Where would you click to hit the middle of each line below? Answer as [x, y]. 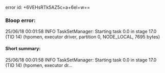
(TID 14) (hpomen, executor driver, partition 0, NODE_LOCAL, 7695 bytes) [83, 37]
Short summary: [23, 48]
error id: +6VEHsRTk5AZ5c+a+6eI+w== [48, 7]
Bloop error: [20, 20]
